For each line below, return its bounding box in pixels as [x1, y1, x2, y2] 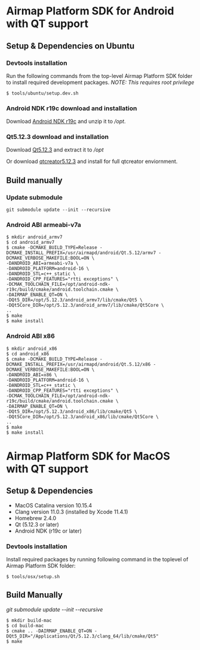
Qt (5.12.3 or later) [14, 521, 60, 528]
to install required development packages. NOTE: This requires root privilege [6, 78, 195, 86]
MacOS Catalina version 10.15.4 [14, 501, 93, 509]
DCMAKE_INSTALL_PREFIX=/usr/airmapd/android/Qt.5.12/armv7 [6, 250, 156, 256]
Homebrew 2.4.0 [14, 514, 57, 522]
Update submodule [6, 193, 63, 201]
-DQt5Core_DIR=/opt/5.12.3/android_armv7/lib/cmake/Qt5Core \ [6, 303, 164, 309]
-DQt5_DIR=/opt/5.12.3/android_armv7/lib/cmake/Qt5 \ [6, 297, 143, 303]
